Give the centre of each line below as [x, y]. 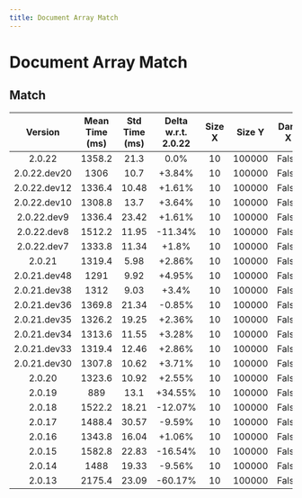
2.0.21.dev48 [43, 276]
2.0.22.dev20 [43, 173]
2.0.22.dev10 [43, 202]
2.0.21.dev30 [43, 363]
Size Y [251, 131]
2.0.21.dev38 [43, 290]
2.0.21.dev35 [43, 319]
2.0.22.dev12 [43, 187]
